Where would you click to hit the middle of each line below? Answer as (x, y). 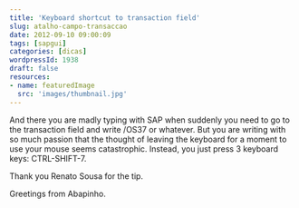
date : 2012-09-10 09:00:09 (60, 35)
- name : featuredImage (52, 85)
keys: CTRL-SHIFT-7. (48, 158)
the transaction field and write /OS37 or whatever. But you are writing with (148, 129)
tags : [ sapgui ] (38, 43)
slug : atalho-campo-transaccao (68, 26)
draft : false (34, 69)
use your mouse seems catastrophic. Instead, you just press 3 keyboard (144, 149)
